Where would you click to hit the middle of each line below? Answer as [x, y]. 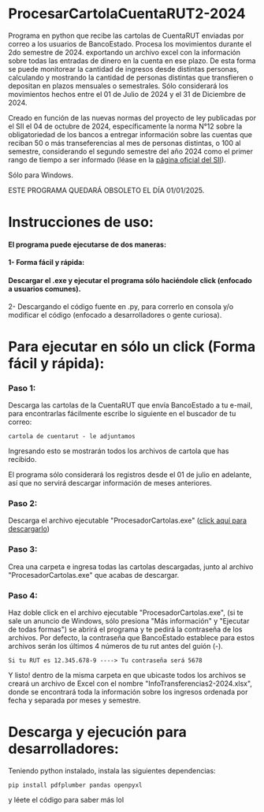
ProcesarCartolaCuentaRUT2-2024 [127, 14]
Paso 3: [23, 549]
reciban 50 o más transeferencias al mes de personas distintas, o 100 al [125, 143]
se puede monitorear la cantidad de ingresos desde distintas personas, [123, 69]
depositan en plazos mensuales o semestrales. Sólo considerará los [118, 86]
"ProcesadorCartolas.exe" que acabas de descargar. [94, 575]
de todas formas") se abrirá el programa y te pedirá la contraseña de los [125, 629]
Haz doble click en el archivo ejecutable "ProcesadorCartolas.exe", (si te [126, 613]
